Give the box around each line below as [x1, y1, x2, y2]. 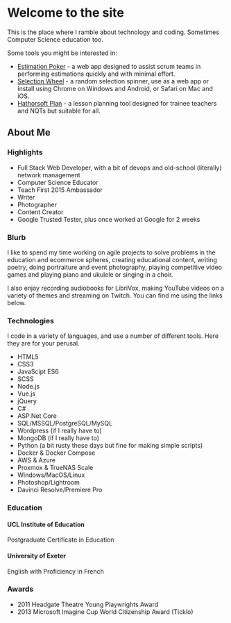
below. [7, 298, 26, 307]
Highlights [7, 147, 43, 157]
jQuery [17, 397, 37, 405]
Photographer [17, 200, 58, 209]
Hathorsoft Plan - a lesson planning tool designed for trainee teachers [17, 99, 217, 107]
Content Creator [17, 207, 64, 216]
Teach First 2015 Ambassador [17, 186, 103, 194]
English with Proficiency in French [7, 567, 104, 575]
